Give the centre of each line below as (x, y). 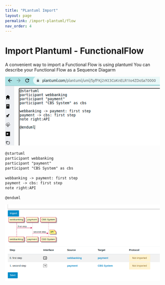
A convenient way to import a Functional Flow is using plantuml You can (78, 65)
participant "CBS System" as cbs (39, 168)
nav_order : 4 (18, 26)
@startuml (15, 154)
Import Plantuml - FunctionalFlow (74, 51)
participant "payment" (28, 163)
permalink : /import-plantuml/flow (41, 21)
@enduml (13, 198)
